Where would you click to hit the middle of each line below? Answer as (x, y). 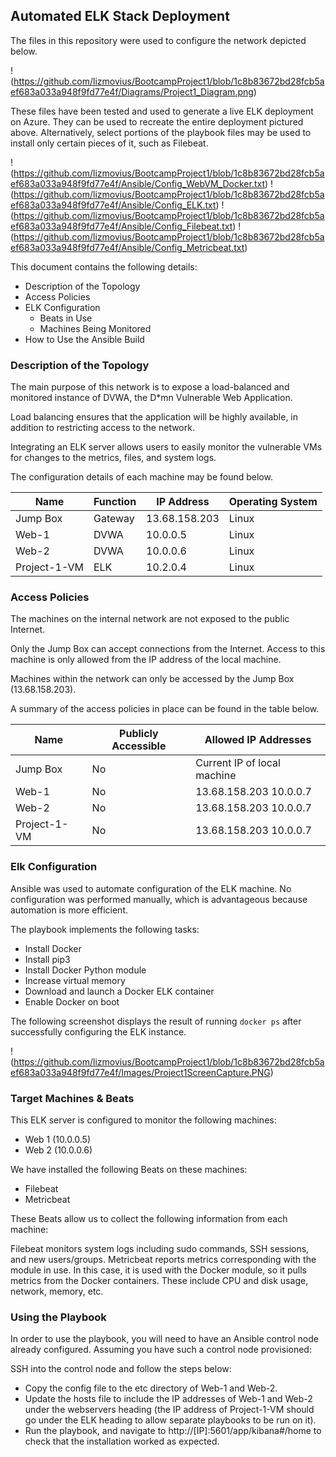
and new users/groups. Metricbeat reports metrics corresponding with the (163, 1259)
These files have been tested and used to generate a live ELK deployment (162, 111)
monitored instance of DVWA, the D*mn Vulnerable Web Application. (151, 398)
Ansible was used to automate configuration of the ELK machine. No (151, 888)
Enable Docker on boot (72, 1001)
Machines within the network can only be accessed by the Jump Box (152, 679)
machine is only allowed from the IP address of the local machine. (146, 660)
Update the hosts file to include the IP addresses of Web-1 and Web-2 (168, 1399)
